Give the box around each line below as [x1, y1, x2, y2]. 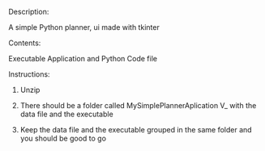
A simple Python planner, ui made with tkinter [8, 23, 160, 31]
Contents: [8, 38, 41, 48]
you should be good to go [19, 133, 107, 143]
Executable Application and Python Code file [8, 54, 158, 63]
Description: [8, 7, 49, 16]
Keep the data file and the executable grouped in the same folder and [19, 125, 253, 134]
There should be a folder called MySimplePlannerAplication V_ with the [19, 101, 257, 110]
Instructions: [8, 69, 50, 79]
